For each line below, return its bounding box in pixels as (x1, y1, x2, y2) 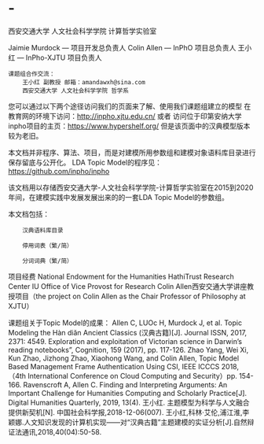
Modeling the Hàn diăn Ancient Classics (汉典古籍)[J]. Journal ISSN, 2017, (8, 327, 247, 337)
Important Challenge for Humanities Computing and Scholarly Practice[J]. (8, 388, 247, 398)
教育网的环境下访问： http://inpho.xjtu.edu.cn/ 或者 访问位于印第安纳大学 (8, 111, 242, 120)
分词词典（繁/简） (22, 257, 73, 265)
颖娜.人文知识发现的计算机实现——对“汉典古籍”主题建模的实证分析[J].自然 (8, 417, 247, 427)
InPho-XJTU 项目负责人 (25, 53, 102, 62)
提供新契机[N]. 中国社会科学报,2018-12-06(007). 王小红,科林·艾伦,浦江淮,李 (8, 407, 250, 416)
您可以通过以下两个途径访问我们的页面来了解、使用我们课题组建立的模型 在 (8, 102, 251, 111)
